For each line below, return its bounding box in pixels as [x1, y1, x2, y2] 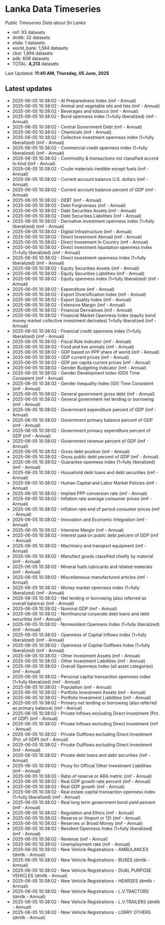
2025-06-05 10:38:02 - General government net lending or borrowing [12, 396, 154, 402]
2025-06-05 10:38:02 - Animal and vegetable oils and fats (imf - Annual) [12, 103, 160, 109]
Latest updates [5, 85, 52, 93]
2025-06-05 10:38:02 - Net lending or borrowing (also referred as [12, 595, 147, 601]
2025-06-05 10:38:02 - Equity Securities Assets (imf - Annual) [12, 265, 139, 271]
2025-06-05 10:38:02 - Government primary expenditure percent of [12, 427, 151, 433]
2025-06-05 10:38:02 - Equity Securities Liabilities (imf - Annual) [12, 270, 145, 276]
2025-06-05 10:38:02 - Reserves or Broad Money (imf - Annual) [12, 820, 143, 826]
